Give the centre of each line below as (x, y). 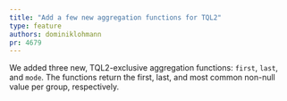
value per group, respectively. (64, 87)
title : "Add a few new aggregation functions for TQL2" (115, 17)
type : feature (36, 26)
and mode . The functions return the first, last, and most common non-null (142, 78)
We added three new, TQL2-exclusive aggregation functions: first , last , (144, 68)
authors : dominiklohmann (55, 34)
